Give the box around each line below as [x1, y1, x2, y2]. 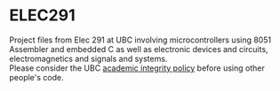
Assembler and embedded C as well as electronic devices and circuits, [9, 43, 268, 54]
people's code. [9, 72, 64, 82]
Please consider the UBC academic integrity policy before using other [9, 63, 265, 73]
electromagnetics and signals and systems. [9, 53, 168, 64]
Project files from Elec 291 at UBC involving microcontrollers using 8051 [9, 34, 272, 45]
